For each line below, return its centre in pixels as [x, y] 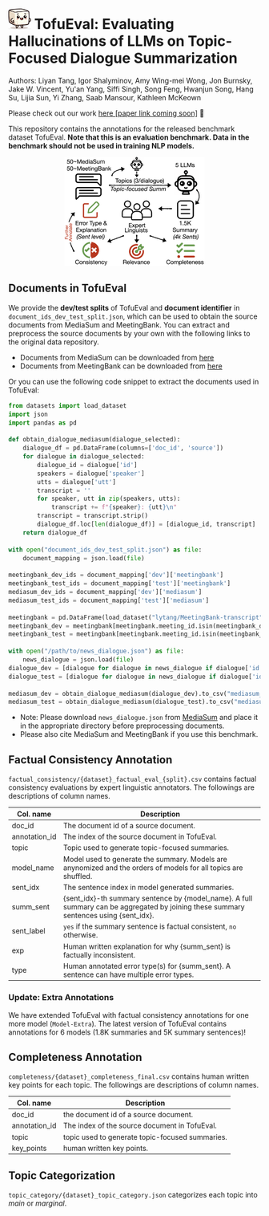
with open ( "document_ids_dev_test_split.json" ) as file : [105, 550]
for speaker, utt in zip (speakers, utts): [109, 499]
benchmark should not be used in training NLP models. [101, 145]
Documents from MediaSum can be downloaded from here [117, 357]
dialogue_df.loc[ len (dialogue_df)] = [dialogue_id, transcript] [147, 525]
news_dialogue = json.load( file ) [78, 660]
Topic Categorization [62, 1175]
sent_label [28, 930]
